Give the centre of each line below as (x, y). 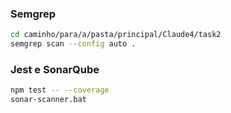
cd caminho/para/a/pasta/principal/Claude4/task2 (116, 35)
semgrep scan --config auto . (73, 44)
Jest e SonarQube (55, 69)
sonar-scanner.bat (48, 100)
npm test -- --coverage (60, 90)
